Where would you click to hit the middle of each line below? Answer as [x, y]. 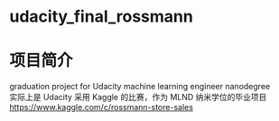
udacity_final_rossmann [102, 17]
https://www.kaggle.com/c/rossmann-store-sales [102, 107]
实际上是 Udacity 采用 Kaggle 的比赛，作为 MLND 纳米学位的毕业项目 [138, 98]
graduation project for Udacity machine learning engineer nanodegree [140, 87]
